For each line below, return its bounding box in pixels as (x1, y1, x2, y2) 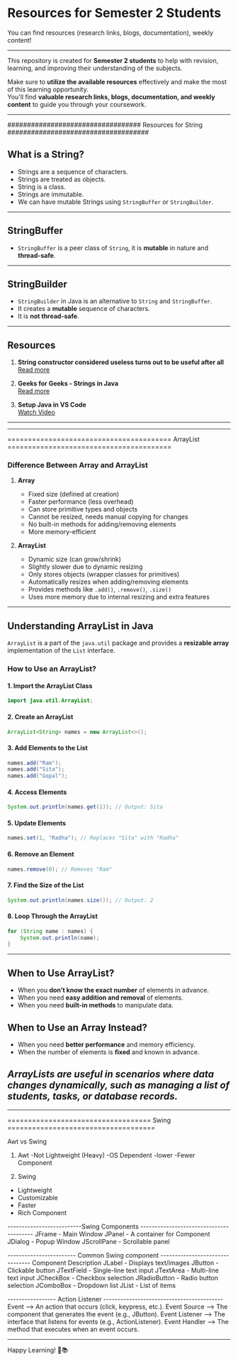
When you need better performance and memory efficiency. (17, 1040, 196, 1049)
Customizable (17, 1193, 58, 1202)
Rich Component (17, 1208, 67, 1216)
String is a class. (17, 182, 66, 191)
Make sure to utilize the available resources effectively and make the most (7, 77, 227, 86)
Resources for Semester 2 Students (7, 5, 222, 21)
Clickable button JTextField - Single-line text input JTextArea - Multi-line (7, 1266, 220, 1275)
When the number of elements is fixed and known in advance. (17, 1047, 200, 1056)
